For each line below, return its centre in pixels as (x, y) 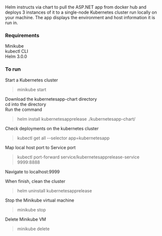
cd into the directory (26, 104)
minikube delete (33, 229)
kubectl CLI (17, 52)
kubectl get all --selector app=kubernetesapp (63, 138)
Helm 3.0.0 (16, 56)
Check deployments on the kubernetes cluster (52, 128)
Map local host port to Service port (40, 147)
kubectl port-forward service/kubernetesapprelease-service (78, 157)
